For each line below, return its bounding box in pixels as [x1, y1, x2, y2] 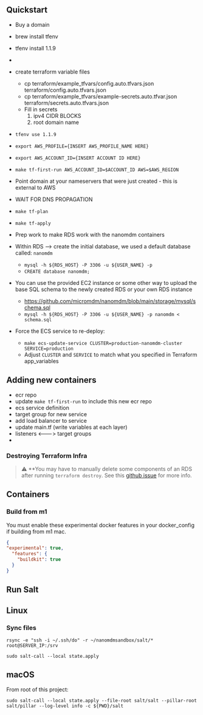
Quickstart [6, 5, 48, 15]
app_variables [24, 357, 59, 364]
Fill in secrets [24, 106, 58, 113]
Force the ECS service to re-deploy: [15, 327, 105, 335]
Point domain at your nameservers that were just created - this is [15, 177, 178, 185]
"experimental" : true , [6, 545, 64, 552]
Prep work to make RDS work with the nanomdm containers [15, 231, 165, 238]
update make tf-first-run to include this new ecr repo [15, 397, 152, 405]
